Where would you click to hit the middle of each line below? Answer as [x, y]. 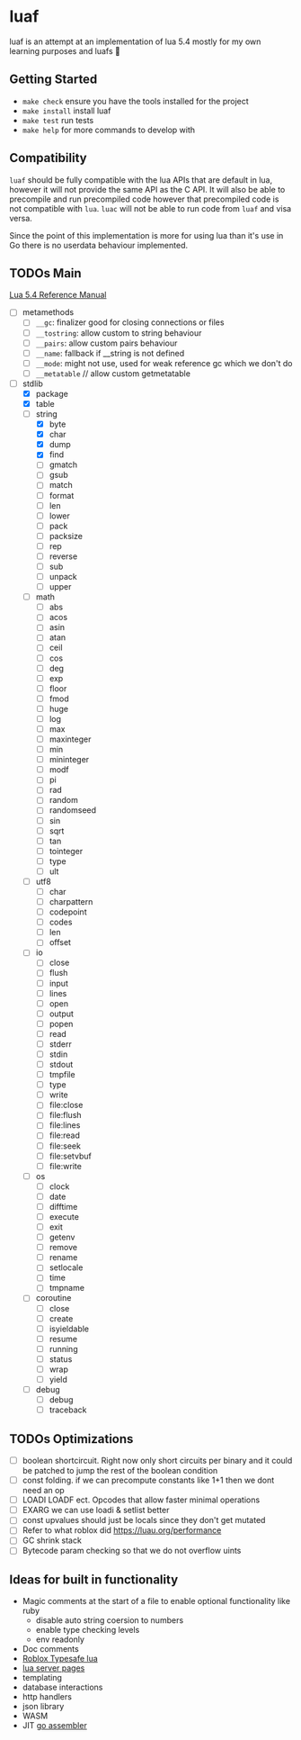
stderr [60, 1044]
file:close [66, 1105]
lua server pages [53, 1668]
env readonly [60, 1639]
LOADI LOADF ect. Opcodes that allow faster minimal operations [141, 1500]
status [61, 1359]
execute [64, 1216]
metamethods [48, 312]
